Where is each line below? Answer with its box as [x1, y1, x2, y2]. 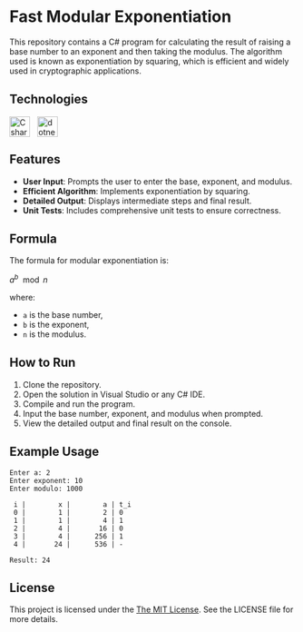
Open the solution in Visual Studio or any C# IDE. [22, 389, 206, 400]
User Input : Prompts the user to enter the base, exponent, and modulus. [22, 175, 293, 187]
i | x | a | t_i [13, 499, 132, 509]
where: [9, 292, 36, 303]
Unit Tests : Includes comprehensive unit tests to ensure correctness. [22, 204, 281, 215]
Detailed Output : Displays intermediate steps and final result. [22, 195, 252, 206]
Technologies [9, 92, 89, 107]
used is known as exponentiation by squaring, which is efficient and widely [9, 55, 289, 66]
